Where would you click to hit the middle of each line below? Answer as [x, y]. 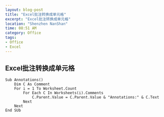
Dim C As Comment [32, 84]
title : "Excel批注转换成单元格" [36, 14]
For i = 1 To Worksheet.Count [46, 89]
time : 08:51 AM [21, 28]
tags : [11, 38]
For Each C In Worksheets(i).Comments [63, 93]
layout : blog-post [24, 10]
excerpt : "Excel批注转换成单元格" [38, 19]
